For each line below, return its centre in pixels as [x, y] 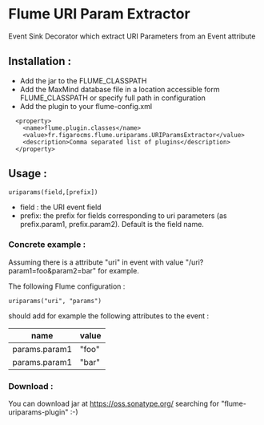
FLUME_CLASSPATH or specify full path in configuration [112, 98]
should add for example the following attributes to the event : [109, 316]
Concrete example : [47, 245]
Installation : [40, 61]
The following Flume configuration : [67, 286]
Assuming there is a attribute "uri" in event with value [96, 262]
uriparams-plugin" [38, 412]
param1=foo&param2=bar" [52, 270]
